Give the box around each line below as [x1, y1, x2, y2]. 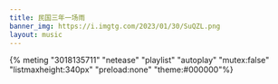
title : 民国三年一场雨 [9, 13, 86, 23]
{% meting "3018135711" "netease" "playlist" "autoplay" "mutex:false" [9, 55, 270, 66]
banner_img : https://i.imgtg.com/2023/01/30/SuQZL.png [9, 22, 221, 31]
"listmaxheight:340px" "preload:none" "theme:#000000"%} [9, 64, 234, 75]
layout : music [9, 30, 63, 39]
